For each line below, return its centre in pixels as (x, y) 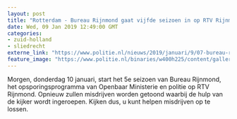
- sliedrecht (26, 46)
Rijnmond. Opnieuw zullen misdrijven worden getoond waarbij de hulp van (115, 94)
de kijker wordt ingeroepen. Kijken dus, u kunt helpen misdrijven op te (109, 101)
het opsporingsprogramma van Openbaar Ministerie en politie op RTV (108, 86)
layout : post (26, 14)
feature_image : (30, 59)
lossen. (18, 108)
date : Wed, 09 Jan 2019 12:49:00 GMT (63, 27)
